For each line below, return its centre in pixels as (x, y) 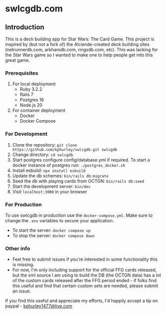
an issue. (22, 291)
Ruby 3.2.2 (31, 89)
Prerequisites (22, 73)
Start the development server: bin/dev (51, 186)
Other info (18, 248)
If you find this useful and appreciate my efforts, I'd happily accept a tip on (82, 301)
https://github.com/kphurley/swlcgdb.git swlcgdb (65, 150)
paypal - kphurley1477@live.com (39, 306)
